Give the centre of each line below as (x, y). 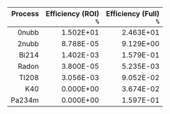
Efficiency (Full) (133, 14)
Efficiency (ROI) (72, 14)
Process (25, 14)
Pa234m (25, 100)
